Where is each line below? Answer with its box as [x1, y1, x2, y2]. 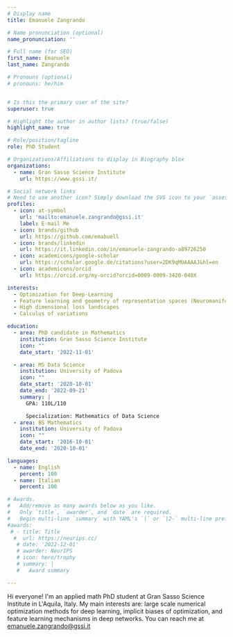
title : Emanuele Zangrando [7, 17, 85, 24]
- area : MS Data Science [13, 361, 85, 369]
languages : [7, 457, 39, 465]
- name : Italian [13, 477, 60, 484]
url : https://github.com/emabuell [19, 233, 119, 240]
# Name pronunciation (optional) [7, 29, 104, 36]
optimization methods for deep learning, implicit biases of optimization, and [7, 606, 223, 615]
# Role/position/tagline [7, 137, 79, 144]
